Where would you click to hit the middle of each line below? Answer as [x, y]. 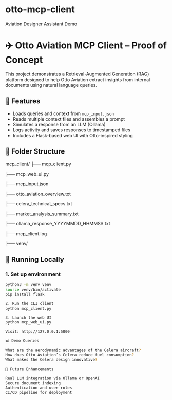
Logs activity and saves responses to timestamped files [72, 130]
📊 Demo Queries [22, 341]
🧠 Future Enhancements [30, 369]
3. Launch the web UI [28, 318]
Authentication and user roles [39, 388]
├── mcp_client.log [26, 233]
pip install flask [25, 294]
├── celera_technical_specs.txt [39, 203]
